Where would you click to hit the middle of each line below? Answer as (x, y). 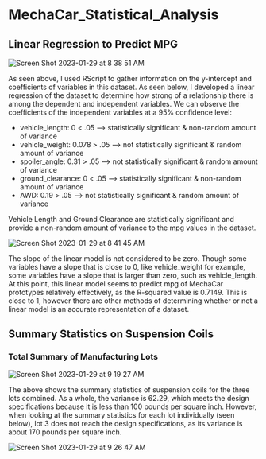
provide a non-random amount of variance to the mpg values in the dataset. (132, 228)
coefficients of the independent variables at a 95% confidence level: (120, 112)
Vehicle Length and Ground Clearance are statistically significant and (121, 219)
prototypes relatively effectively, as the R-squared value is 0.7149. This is (128, 292)
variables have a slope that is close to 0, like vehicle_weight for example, (127, 267)
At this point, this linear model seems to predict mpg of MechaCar (116, 284)
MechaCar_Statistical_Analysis (114, 15)
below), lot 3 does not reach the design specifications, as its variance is (125, 423)
